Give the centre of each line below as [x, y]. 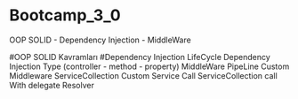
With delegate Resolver [52, 85]
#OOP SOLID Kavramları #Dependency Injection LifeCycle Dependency [140, 57]
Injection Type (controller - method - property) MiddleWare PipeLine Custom [149, 66]
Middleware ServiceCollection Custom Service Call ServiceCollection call [143, 75]
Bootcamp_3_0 [65, 15]
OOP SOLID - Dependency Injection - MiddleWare [100, 40]
